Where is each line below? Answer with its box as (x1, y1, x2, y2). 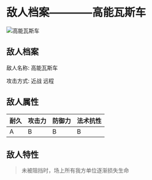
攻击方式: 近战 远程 (6, 77, 54, 84)
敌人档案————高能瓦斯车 (6, 6, 146, 20)
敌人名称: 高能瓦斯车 (6, 64, 58, 71)
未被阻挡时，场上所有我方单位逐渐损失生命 (21, 167, 129, 174)
